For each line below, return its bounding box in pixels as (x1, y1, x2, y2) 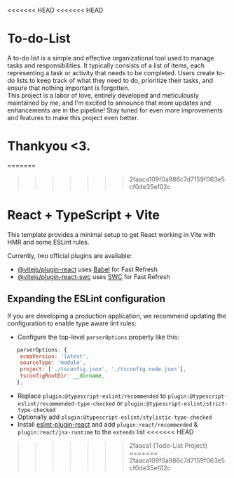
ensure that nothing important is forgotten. (7, 84, 130, 92)
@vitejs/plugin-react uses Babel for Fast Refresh (17, 265, 158, 273)
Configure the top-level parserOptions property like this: (17, 332, 180, 341)
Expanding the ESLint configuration (7, 293, 166, 305)
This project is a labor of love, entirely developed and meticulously (7, 91, 200, 99)
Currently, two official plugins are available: (7, 251, 132, 259)
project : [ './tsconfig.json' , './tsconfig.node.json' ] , (20, 366, 187, 373)
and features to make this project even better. (7, 113, 139, 122)
